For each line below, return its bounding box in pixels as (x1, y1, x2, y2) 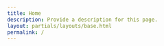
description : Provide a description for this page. (7, 16, 158, 23)
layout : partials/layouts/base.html (7, 22, 112, 29)
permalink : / (7, 28, 45, 36)
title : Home (7, 9, 41, 17)
